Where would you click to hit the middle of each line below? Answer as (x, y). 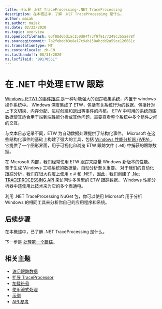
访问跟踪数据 (25, 271)
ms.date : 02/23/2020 (26, 28)
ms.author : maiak (22, 23)
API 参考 (20, 301)
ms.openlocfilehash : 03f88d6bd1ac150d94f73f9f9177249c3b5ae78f (70, 37)
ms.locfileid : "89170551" (31, 59)
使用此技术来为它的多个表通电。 (53, 186)
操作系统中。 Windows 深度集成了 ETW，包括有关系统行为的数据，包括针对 (80, 105)
